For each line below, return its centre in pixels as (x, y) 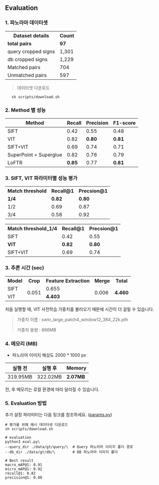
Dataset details (31, 35)
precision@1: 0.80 (24, 478)
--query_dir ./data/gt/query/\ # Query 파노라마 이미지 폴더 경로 (69, 447)
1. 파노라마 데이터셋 (26, 23)
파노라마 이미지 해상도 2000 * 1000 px (49, 355)
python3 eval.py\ (23, 442)
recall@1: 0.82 (20, 473)
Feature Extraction (68, 280)
